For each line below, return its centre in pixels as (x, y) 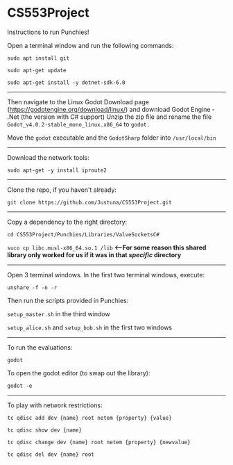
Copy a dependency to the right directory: (67, 222)
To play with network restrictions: (55, 405)
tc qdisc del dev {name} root (51, 454)
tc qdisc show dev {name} (44, 430)
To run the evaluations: (40, 347)
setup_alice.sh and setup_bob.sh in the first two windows (89, 327)
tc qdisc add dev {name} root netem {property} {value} (89, 418)
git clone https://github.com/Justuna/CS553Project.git (89, 202)
